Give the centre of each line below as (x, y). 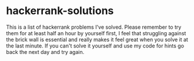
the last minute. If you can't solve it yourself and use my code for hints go (95, 46)
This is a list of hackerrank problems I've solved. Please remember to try (94, 27)
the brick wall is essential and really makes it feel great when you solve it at (97, 39)
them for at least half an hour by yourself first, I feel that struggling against (96, 33)
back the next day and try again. (45, 52)
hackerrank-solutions (60, 11)
